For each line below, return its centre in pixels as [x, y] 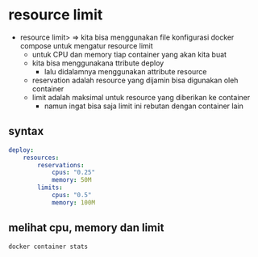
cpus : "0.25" [73, 173]
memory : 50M [71, 180]
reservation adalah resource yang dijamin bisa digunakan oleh [135, 80]
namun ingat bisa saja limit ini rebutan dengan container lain [144, 106]
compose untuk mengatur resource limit [86, 45]
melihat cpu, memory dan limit [86, 228]
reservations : [61, 165]
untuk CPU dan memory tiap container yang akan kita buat [129, 54]
